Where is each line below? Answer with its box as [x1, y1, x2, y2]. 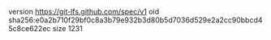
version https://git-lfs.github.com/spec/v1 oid [8, 7, 160, 16]
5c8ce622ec [8, 24, 51, 33]
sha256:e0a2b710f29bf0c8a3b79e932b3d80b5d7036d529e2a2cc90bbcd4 [8, 15, 263, 25]
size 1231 [52, 24, 83, 33]
